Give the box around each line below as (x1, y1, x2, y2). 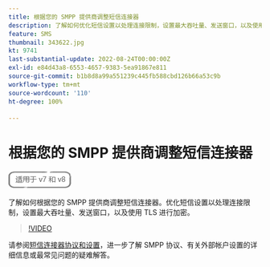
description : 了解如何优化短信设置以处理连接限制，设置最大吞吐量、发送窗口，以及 (8, 21, 253, 30)
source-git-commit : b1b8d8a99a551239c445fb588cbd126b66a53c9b (8, 72, 221, 80)
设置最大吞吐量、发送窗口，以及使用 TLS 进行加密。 (22, 208, 194, 217)
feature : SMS (8, 30, 52, 38)
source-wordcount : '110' (8, 89, 92, 97)
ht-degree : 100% (8, 97, 63, 106)
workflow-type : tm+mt (8, 80, 81, 88)
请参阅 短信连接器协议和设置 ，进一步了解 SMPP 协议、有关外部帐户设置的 (8, 241, 251, 250)
